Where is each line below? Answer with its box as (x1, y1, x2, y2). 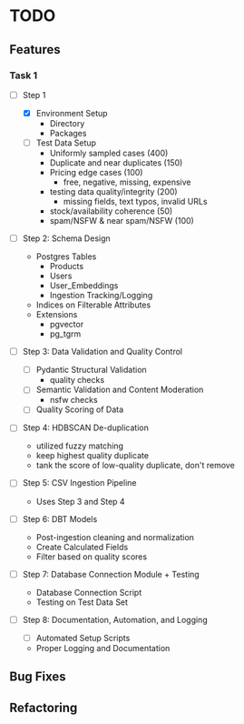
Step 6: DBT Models (22, 513, 98, 524)
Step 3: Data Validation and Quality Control (22, 347, 183, 357)
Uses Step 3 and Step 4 (35, 496, 125, 507)
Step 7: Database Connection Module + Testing (22, 568, 200, 579)
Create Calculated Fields (35, 541, 129, 552)
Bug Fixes (9, 669, 66, 685)
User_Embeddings (49, 280, 119, 291)
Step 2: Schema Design (22, 233, 111, 244)
